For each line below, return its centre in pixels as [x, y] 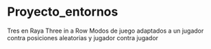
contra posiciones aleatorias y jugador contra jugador [83, 37]
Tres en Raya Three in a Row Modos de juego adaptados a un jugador [105, 31]
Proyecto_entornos [63, 12]
